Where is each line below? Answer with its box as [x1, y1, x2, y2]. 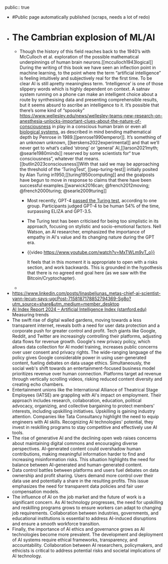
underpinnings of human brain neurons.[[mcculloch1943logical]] [19, 59, 153, 65]
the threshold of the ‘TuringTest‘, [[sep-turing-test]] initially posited [19, 166, 158, 172]
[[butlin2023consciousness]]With [19, 161, 89, 167]
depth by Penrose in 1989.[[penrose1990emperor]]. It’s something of [19, 134, 161, 140]
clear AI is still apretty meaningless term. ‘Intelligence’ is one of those [19, 80, 163, 86]
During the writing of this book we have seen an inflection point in [19, 64, 156, 70]
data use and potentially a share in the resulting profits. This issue [12, 478, 149, 484]
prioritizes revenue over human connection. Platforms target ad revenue [12, 370, 161, 376]
